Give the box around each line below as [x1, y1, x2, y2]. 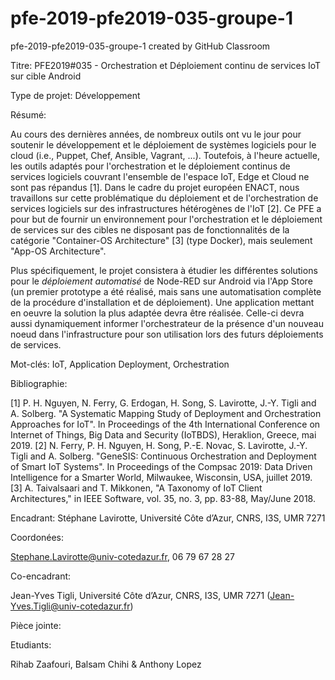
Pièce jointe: [10, 619, 62, 631]
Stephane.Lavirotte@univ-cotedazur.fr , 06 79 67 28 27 [10, 550, 235, 562]
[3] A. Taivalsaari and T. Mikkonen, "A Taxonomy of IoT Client [10, 482, 263, 494]
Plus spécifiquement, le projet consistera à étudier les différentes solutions [10, 264, 318, 276]
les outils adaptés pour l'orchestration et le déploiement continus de [10, 160, 291, 172]
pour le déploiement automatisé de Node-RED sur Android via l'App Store [10, 275, 313, 287]
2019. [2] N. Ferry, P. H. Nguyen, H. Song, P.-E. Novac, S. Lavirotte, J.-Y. [10, 439, 308, 451]
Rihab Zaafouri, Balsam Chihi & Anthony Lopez [10, 658, 202, 670]
